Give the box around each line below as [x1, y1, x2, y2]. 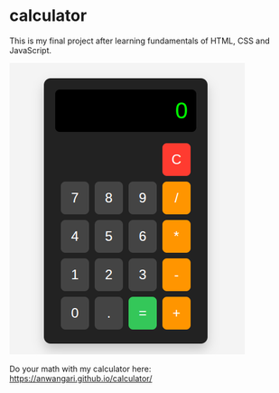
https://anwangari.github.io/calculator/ [9, 372, 153, 384]
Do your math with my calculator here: [9, 363, 152, 374]
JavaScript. [9, 44, 52, 55]
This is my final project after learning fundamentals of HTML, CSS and [9, 35, 271, 46]
